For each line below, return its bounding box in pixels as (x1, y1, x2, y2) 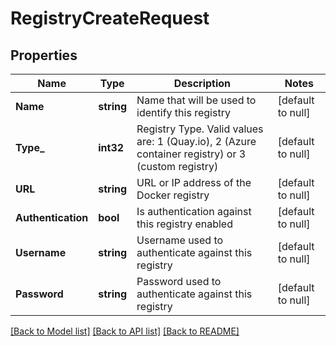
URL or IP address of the (136, 176, 252, 189)
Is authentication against (136, 205, 252, 218)
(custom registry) (136, 160, 219, 173)
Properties (10, 47, 78, 64)
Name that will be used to (136, 93, 257, 107)
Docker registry (136, 188, 210, 202)
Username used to (136, 233, 224, 247)
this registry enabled (136, 217, 233, 231)
